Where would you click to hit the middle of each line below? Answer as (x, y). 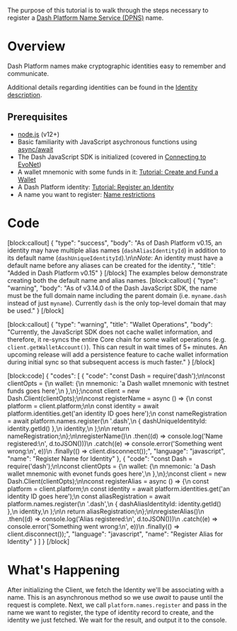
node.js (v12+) (39, 134)
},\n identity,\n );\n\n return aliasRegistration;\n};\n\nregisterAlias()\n (106, 511)
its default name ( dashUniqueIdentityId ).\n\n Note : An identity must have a (115, 257)
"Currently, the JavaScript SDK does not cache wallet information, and (110, 332)
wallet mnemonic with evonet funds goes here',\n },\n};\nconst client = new (117, 474)
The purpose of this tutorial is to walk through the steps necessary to (108, 10)
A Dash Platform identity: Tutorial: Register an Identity (96, 186)
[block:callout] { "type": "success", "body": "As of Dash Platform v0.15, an (115, 242)
